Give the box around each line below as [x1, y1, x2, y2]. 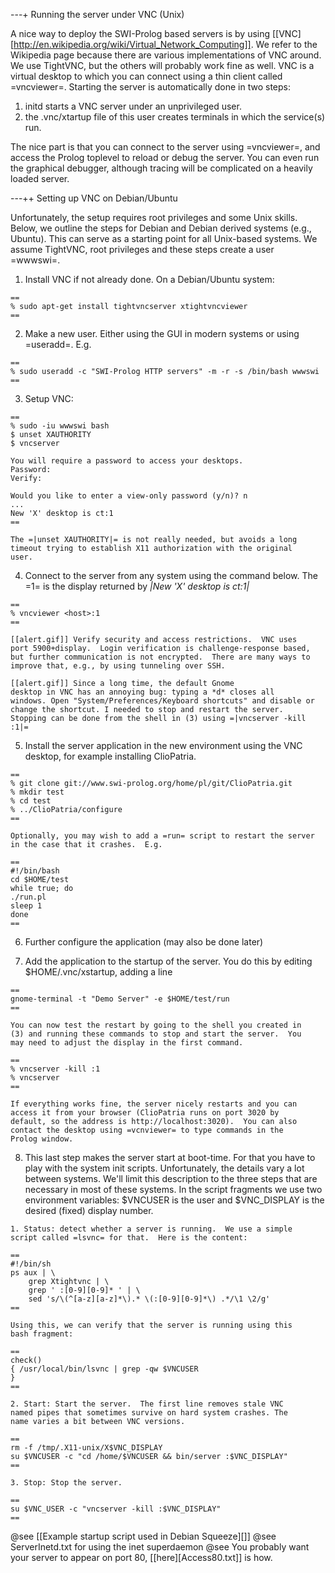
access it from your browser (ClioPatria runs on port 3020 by [10, 1108, 280, 1118]
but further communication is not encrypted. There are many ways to [10, 652, 311, 662]
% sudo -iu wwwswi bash [10, 421, 110, 431]
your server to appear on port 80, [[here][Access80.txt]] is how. [10, 1552, 273, 1563]
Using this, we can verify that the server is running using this [10, 1320, 293, 1330]
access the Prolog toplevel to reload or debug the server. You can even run [10, 152, 320, 163]
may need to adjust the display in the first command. [10, 1038, 244, 1048]
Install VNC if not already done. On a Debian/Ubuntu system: [24, 274, 275, 285]
